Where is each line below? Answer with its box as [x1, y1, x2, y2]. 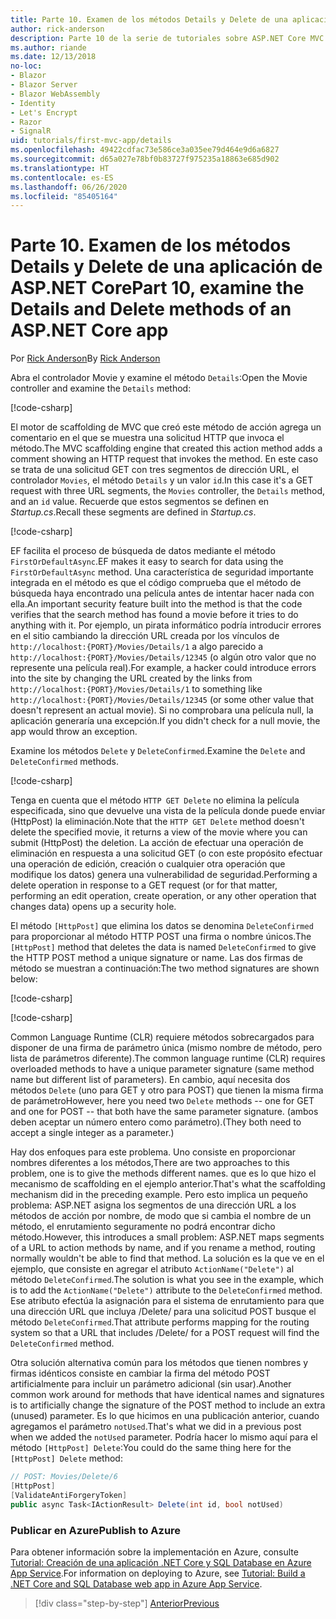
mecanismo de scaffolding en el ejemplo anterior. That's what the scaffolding [10, 1178, 326, 1190]
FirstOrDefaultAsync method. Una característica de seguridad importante [10, 566, 314, 578]
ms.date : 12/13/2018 [10, 52, 97, 62]
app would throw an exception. [10, 726, 138, 738]
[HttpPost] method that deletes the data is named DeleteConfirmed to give [10, 941, 317, 953]
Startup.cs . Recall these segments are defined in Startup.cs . [10, 506, 257, 518]
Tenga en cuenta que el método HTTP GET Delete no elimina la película [10, 794, 300, 806]
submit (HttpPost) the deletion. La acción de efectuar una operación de [10, 837, 304, 849]
